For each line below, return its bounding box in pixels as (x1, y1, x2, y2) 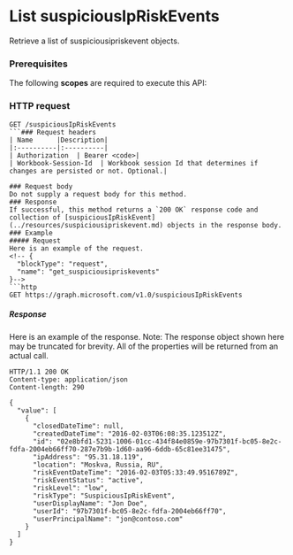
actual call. (9, 350, 49, 360)
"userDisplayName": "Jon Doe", (32, 498, 148, 508)
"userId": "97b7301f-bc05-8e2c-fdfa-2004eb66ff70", (32, 506, 227, 515)
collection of (9, 212, 62, 222)
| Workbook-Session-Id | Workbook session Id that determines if (9, 158, 259, 167)
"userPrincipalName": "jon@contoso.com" (32, 514, 184, 523)
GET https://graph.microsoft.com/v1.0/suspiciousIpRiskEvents (9, 290, 243, 299)
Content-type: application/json (9, 374, 128, 384)
